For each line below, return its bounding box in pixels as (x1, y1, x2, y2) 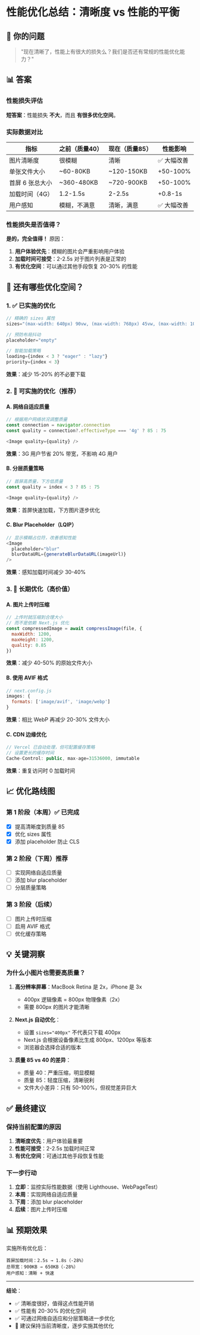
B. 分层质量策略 (6, 465, 44, 472)
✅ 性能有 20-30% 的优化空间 (14, 1308, 86, 1315)
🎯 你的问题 (6, 31, 45, 41)
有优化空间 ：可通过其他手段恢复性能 (14, 1152, 104, 1159)
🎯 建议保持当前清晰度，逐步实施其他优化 (14, 1322, 114, 1330)
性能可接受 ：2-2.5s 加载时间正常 (14, 1145, 95, 1152)
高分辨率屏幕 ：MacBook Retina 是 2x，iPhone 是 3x (14, 983, 142, 990)
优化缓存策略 (14, 930, 46, 937)
